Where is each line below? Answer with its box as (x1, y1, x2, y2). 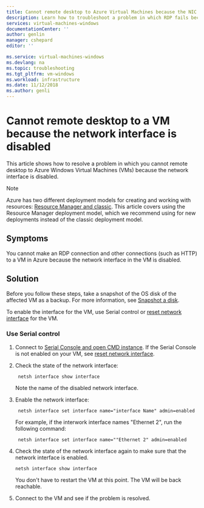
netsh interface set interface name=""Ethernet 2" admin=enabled (18, 436, 187, 443)
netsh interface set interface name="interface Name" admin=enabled (18, 408, 195, 414)
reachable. (15, 482, 42, 490)
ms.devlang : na (6, 59, 45, 66)
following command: (15, 425, 67, 432)
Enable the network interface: (15, 396, 90, 403)
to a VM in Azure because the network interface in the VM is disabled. (6, 256, 182, 263)
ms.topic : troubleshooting (6, 65, 75, 71)
